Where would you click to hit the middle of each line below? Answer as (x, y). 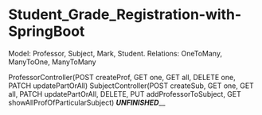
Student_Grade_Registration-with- (125, 15)
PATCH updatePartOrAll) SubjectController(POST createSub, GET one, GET (131, 86)
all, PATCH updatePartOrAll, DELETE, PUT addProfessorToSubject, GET (125, 94)
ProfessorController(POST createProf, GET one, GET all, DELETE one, (122, 77)
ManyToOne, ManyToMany (53, 62)
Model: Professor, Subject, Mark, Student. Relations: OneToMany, (115, 53)
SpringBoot (47, 31)
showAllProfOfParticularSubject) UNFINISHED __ (87, 102)
